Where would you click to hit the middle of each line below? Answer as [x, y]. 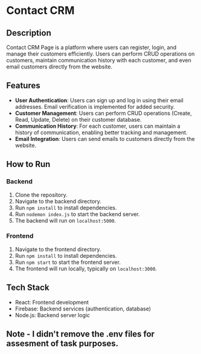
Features [23, 86]
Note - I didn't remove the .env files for [81, 334]
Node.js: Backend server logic [53, 315]
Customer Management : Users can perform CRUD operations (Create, [103, 113]
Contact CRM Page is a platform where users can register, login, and [91, 47]
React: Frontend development [52, 302]
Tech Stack [28, 288]
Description [29, 33]
